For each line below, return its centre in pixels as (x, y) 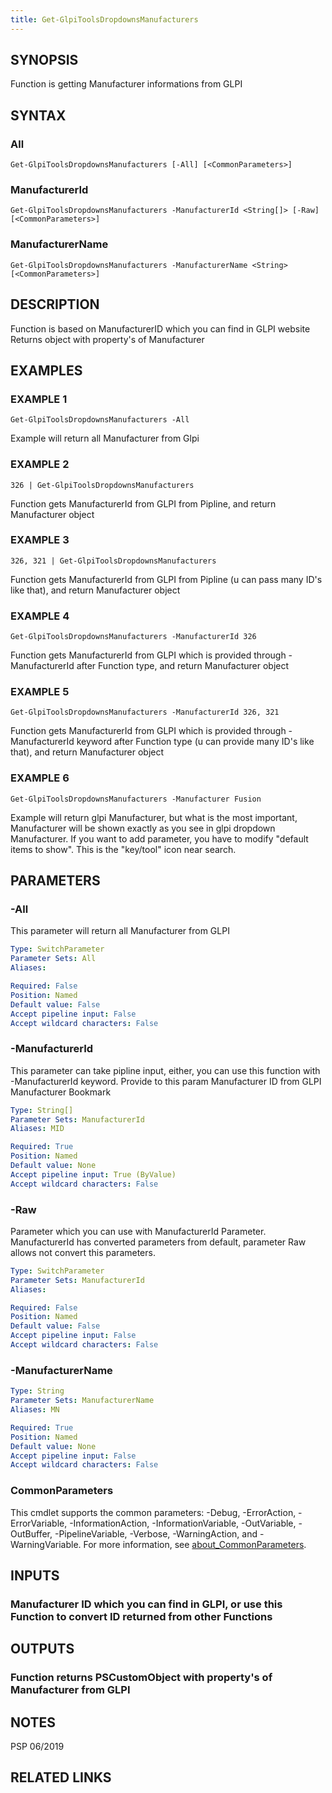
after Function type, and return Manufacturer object (183, 666)
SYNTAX (38, 115)
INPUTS (35, 1575)
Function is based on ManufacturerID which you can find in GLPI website (160, 328)
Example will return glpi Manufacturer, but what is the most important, (154, 817)
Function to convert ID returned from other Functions (141, 1616)
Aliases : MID (37, 1129)
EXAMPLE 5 (40, 692)
